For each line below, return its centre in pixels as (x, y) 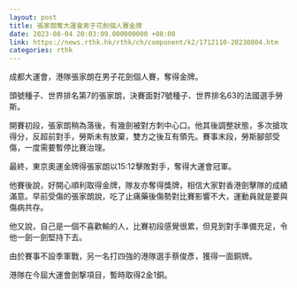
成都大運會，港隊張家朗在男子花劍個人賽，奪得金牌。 (106, 77)
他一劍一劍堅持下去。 (48, 237)
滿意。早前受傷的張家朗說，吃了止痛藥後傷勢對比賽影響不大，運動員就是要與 (148, 197)
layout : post (33, 17)
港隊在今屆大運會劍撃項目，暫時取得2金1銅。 (91, 275)
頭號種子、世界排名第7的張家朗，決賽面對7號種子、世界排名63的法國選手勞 (146, 96)
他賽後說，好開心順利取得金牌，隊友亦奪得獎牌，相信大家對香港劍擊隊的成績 (148, 185)
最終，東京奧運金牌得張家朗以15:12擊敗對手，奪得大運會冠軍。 (123, 167)
